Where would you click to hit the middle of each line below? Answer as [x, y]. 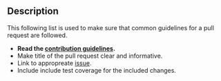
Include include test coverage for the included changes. [96, 70]
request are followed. [37, 35]
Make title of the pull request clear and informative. [90, 56]
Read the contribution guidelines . [66, 48]
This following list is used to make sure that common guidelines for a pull [110, 27]
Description [33, 11]
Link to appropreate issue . [54, 63]
